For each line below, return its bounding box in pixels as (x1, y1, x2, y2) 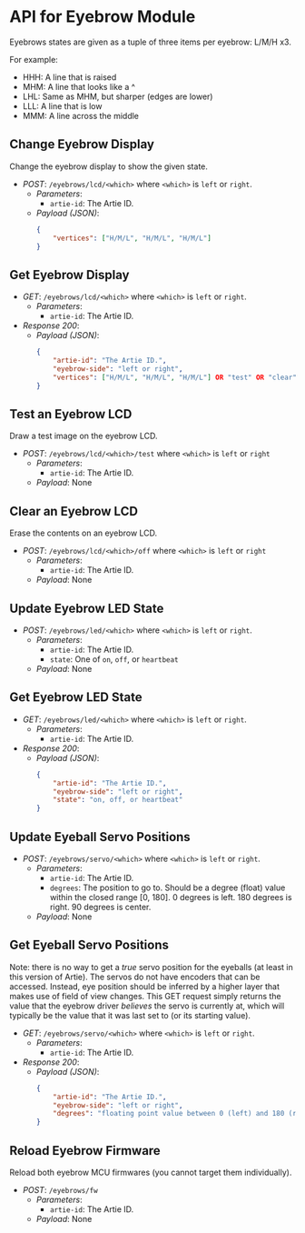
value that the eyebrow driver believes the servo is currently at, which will (9, 1000, 285, 1011)
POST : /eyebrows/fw (22, 1185, 98, 1195)
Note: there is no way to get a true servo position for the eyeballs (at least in (9, 961, 293, 972)
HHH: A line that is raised (22, 71, 117, 83)
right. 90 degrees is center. (49, 902, 152, 912)
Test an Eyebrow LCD (9, 406, 133, 422)
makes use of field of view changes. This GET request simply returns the (9, 990, 281, 1001)
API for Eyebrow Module (9, 6, 196, 27)
